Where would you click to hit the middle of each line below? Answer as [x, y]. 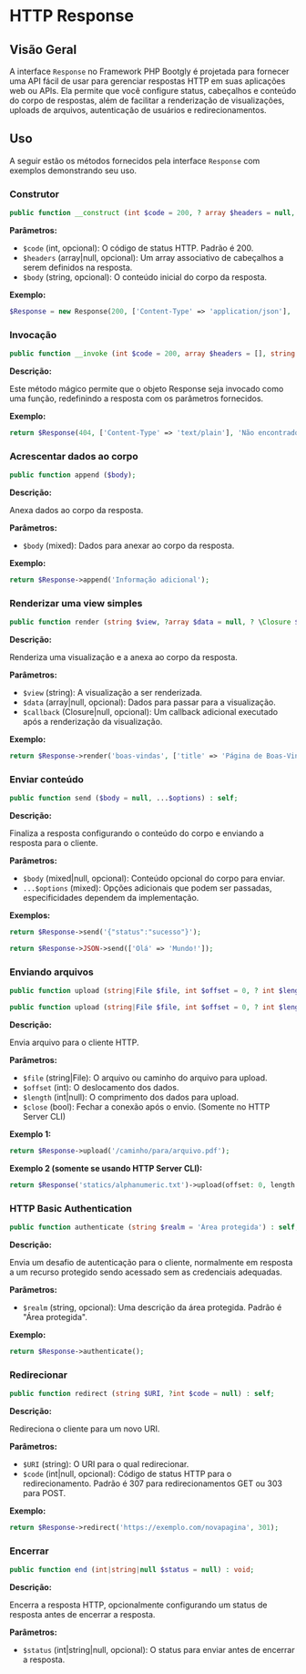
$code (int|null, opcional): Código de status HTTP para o [127, 1473]
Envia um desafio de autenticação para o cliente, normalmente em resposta [151, 1262]
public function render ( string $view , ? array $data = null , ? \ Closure [150, 622]
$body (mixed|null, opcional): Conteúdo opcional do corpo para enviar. [153, 878]
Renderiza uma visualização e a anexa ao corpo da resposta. [124, 657]
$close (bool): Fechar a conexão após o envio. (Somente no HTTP [146, 1106]
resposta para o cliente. [54, 843]
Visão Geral [43, 50]
